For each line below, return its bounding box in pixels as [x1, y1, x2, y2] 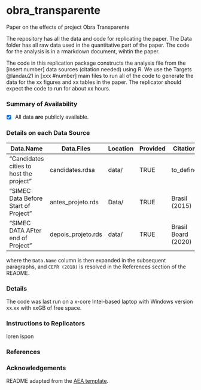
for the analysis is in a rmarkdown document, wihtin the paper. [6, 47, 160, 55]
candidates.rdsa [50, 165, 95, 174]
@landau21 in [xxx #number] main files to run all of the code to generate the [6, 72, 194, 79]
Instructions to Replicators [6, 319, 86, 327]
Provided [139, 144, 166, 153]
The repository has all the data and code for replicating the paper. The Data [6, 35, 193, 42]
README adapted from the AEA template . [6, 377, 109, 385]
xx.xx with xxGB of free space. [6, 304, 82, 312]
